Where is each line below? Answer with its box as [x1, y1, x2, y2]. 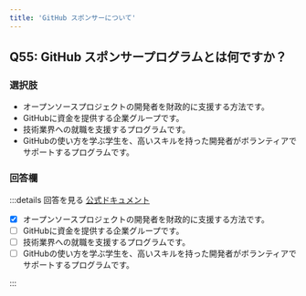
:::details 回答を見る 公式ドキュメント [9, 194, 151, 205]
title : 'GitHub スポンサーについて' [9, 13, 137, 23]
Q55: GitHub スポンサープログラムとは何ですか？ [9, 49, 288, 65]
